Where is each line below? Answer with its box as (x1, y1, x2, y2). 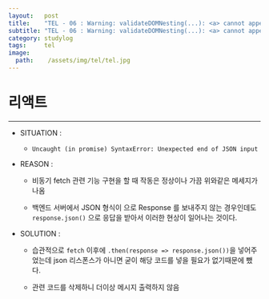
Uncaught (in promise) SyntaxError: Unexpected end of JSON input (31, 145, 259, 153)
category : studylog (8, 34, 74, 42)
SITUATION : (19, 127, 62, 137)
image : (8, 49, 30, 57)
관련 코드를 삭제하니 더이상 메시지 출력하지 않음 (31, 282, 180, 292)
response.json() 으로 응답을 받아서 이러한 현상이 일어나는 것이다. (31, 212, 238, 222)
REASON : (19, 159, 54, 168)
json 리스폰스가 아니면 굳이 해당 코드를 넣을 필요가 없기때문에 (53, 255, 245, 265)
